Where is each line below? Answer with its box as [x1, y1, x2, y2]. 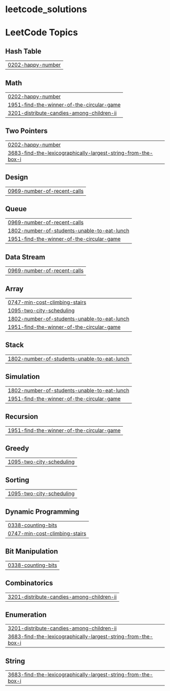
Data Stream [5, 253, 46, 261]
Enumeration [5, 610, 47, 619]
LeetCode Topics [5, 27, 78, 39]
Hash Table [5, 47, 41, 55]
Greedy [5, 444, 29, 453]
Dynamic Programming [5, 507, 79, 516]
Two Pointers [5, 127, 48, 135]
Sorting [5, 475, 29, 484]
